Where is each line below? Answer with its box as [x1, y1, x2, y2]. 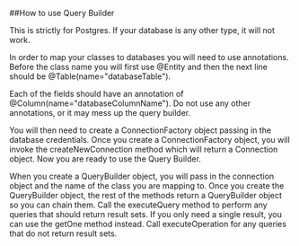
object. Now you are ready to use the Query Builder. [9, 154, 202, 164]
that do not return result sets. [9, 228, 118, 239]
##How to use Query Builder [9, 8, 115, 18]
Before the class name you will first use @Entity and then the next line [9, 62, 268, 72]
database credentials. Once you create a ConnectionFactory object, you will [9, 135, 290, 145]
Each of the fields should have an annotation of [9, 89, 184, 99]
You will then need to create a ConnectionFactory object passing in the [9, 125, 272, 136]
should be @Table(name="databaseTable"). [9, 71, 171, 82]
